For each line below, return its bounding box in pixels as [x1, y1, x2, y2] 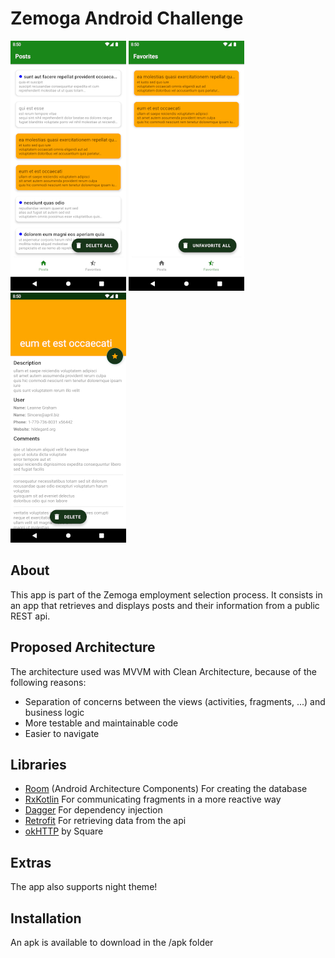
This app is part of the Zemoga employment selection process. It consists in [10, 588, 323, 601]
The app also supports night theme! [10, 881, 158, 893]
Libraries [10, 756, 67, 773]
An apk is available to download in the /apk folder [10, 937, 214, 948]
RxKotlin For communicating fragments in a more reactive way [24, 793, 282, 806]
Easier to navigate [24, 727, 100, 739]
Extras [10, 854, 52, 871]
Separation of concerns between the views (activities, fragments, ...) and [24, 695, 326, 707]
